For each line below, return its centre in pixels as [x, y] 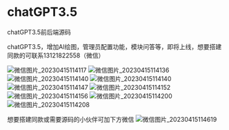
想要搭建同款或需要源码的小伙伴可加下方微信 [71, 119]
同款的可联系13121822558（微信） [56, 55]
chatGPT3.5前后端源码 [39, 32]
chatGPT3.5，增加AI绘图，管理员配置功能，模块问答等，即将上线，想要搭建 [114, 46]
